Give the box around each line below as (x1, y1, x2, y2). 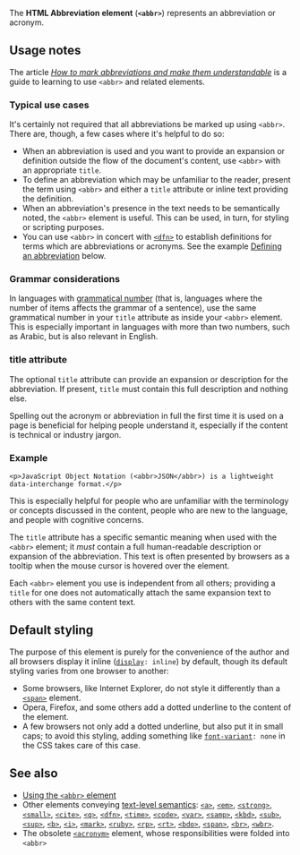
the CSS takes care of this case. (21, 740, 141, 750)
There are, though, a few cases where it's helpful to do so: (9, 129, 225, 140)
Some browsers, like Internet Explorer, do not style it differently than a (21, 682, 280, 693)
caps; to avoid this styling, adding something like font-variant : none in (21, 730, 286, 741)
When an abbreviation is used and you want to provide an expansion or (21, 146, 285, 157)
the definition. (21, 193, 74, 204)
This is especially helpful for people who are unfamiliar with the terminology (9, 496, 289, 506)
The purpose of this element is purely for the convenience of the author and (9, 646, 289, 657)
